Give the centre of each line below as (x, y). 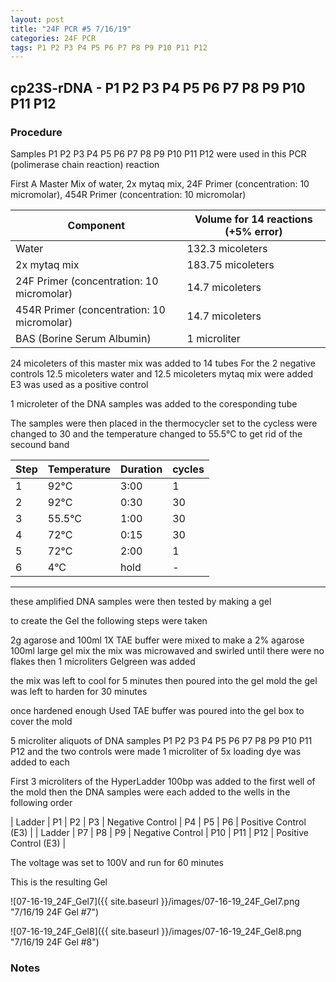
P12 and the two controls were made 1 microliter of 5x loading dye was (156, 751)
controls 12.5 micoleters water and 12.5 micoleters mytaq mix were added (162, 373)
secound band (40, 444)
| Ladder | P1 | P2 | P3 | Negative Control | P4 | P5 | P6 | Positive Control (158, 822)
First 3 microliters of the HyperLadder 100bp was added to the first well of (163, 781)
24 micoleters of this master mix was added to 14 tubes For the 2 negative (163, 363)
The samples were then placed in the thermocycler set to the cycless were (164, 423)
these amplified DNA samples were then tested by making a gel (141, 601)
